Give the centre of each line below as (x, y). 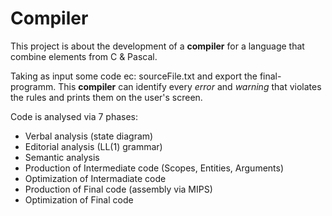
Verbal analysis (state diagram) (89, 136)
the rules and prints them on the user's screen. (106, 97)
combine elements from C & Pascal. (84, 56)
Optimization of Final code (79, 199)
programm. (33, 86)
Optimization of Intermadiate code (95, 178)
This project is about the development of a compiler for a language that (157, 46)
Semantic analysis (62, 157)
